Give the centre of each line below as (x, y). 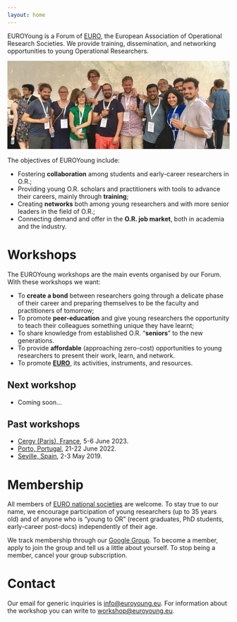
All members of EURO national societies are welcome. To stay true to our (113, 504)
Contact (31, 584)
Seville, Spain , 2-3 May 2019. (60, 456)
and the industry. (42, 226)
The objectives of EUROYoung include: (63, 160)
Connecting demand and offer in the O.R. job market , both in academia (121, 219)
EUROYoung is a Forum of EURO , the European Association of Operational (115, 36)
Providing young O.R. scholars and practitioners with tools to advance (119, 189)
